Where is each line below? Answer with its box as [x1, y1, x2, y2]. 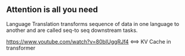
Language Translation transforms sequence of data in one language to [6, 20, 180, 27]
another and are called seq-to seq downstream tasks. [6, 27, 138, 34]
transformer [6, 44, 36, 51]
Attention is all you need [6, 5, 98, 15]
